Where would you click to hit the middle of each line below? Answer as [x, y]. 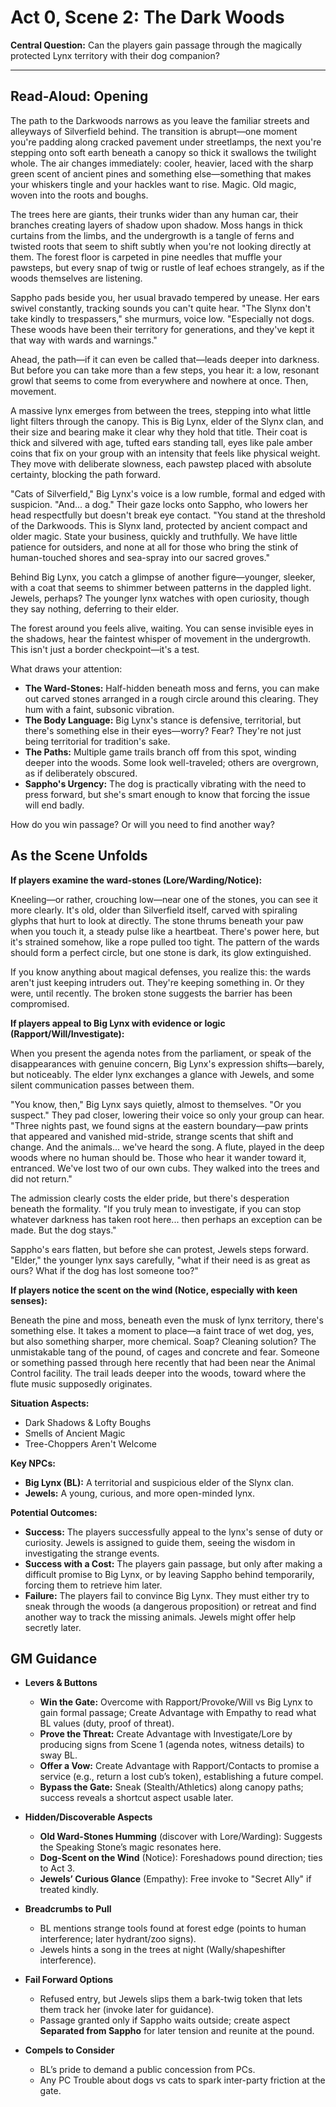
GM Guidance [54, 1658]
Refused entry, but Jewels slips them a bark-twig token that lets [171, 1999]
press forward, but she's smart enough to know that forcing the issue [167, 794]
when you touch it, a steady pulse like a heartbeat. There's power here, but [165, 931]
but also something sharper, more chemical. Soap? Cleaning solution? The [163, 1341]
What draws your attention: [66, 668]
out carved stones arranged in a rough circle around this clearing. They [171, 698]
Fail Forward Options [69, 1980]
